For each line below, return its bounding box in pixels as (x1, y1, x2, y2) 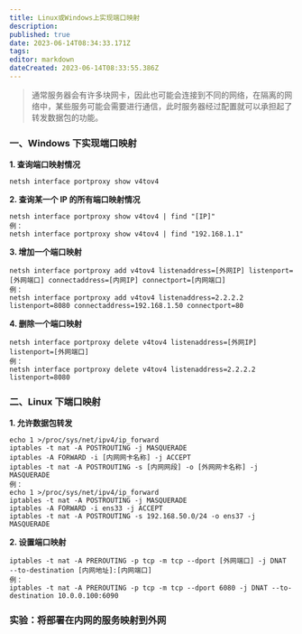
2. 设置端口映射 (9, 536, 67, 547)
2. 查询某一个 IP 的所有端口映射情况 (9, 194, 142, 205)
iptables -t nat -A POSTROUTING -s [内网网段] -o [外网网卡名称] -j (9, 462, 259, 472)
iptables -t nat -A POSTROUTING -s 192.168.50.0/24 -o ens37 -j (9, 512, 256, 521)
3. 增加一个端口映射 (9, 247, 83, 257)
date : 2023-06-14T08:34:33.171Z (9, 38, 131, 48)
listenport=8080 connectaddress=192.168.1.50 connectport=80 (9, 302, 244, 311)
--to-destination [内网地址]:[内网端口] (9, 566, 152, 575)
